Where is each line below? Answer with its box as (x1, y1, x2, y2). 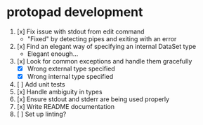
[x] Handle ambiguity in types (16, 88, 103, 96)
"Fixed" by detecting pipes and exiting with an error (27, 34, 177, 43)
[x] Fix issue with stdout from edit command (16, 27, 145, 36)
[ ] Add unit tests (16, 80, 65, 89)
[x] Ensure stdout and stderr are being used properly (16, 95, 170, 103)
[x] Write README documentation (16, 103, 115, 111)
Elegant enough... (27, 50, 79, 58)
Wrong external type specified (27, 64, 115, 73)
